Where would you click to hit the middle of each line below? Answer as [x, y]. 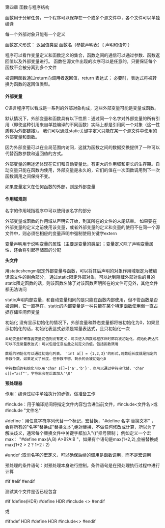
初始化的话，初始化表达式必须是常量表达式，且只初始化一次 [69, 329]
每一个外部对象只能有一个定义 [35, 34]
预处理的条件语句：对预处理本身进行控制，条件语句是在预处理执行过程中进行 [82, 466]
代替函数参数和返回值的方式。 [35, 153]
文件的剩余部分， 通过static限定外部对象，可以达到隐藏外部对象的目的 [84, 277]
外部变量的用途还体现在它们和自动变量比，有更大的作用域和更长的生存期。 [80, 164]
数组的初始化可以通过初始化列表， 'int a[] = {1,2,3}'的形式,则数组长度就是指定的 [81, 354]
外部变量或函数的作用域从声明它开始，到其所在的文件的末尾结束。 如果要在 [81, 221]
